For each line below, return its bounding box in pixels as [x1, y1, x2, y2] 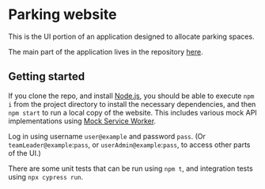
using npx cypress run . [8, 172, 84, 181]
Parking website [8, 6, 117, 24]
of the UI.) [8, 148, 41, 157]
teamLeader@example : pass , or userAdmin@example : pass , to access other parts [8, 140, 251, 149]
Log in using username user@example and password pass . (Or [8, 131, 206, 141]
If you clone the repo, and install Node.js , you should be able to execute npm [8, 91, 255, 100]
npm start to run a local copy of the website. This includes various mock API [8, 108, 257, 117]
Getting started [8, 70, 85, 84]
